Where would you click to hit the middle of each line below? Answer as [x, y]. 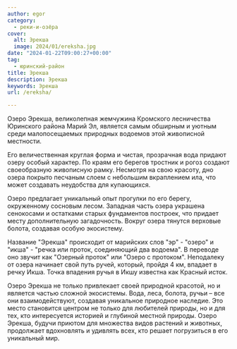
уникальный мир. [34, 338]
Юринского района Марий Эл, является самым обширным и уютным [112, 126]
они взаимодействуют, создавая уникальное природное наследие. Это [115, 301]
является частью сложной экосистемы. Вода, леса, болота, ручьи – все [116, 293]
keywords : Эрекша [33, 86]
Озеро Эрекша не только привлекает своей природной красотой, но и [114, 286]
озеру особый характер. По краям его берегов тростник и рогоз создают [119, 162]
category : [22, 20]
